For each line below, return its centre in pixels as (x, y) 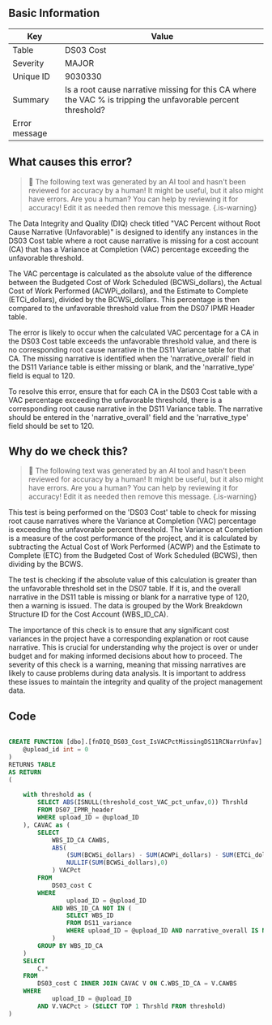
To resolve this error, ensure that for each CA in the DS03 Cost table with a (133, 391)
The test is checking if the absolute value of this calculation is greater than (133, 580)
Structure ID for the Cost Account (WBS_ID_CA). (88, 614)
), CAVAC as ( (47, 825)
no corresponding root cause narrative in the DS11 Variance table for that (130, 349)
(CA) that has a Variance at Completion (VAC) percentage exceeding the (129, 249)
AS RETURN (25, 772)
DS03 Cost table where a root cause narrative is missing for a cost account (134, 240)
